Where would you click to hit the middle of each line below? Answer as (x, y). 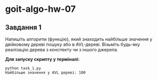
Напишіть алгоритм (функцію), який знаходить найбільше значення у (79, 39)
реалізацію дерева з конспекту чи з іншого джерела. (62, 50)
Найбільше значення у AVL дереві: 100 (45, 73)
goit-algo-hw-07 (41, 9)
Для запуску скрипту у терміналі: (42, 59)
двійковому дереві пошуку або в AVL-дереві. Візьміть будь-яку (73, 44)
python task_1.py (23, 68)
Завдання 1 (23, 27)
